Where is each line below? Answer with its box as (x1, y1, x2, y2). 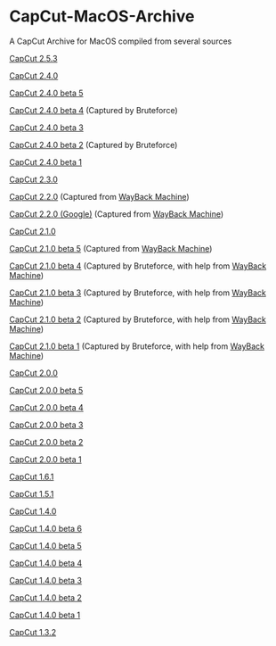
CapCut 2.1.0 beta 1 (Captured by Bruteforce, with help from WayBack (9, 341, 265, 352)
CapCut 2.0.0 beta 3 (9, 419, 84, 430)
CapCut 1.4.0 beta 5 (9, 540, 82, 551)
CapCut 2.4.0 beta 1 (9, 156, 83, 167)
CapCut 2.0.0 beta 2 (9, 436, 84, 447)
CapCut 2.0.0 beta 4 (9, 402, 85, 412)
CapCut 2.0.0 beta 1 (9, 453, 82, 465)
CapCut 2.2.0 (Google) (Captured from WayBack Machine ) (9, 208, 224, 219)
